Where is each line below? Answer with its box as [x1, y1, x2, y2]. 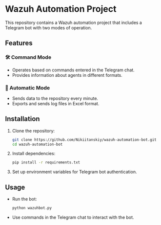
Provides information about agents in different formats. [12, 72, 123, 78]
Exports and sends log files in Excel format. [12, 100, 100, 106]
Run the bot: [12, 196, 37, 202]
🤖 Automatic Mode [5, 84, 50, 91]
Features [5, 39, 33, 47]
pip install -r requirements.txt [12, 160, 80, 165]
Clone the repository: [12, 128, 55, 134]
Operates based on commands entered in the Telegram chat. [12, 67, 135, 73]
